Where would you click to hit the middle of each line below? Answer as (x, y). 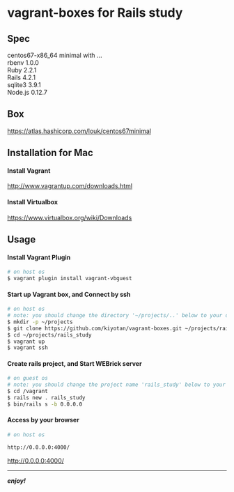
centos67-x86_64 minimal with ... (55, 55)
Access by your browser (44, 420)
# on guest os (28, 378)
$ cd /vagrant (28, 392)
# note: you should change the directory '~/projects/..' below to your (115, 316)
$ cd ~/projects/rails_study (49, 335)
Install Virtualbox (32, 202)
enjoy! (17, 481)
